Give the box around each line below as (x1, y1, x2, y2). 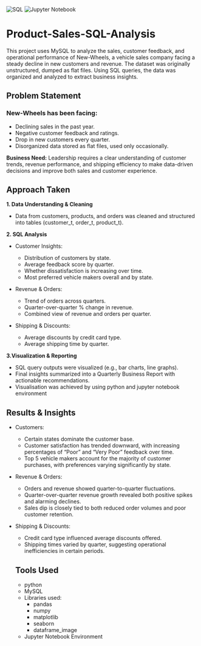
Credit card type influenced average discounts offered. (24, 535, 162, 542)
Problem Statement (6, 91, 81, 101)
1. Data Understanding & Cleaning (6, 201, 93, 208)
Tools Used (15, 565, 59, 575)
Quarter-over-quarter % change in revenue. (24, 304, 134, 311)
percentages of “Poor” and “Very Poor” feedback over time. (24, 448, 174, 456)
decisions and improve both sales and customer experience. (6, 167, 157, 174)
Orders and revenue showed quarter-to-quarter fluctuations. (24, 485, 176, 493)
